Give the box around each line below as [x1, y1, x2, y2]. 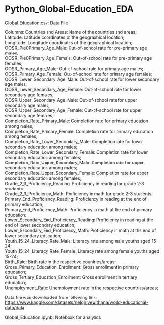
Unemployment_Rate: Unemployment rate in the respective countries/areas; [5, 285, 158, 291]
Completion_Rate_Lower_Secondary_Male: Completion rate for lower [5, 138, 143, 144]
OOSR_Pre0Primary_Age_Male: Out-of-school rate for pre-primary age [5, 45, 147, 51]
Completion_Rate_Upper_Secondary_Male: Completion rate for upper [5, 160, 144, 165]
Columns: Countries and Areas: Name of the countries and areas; [5, 29, 137, 35]
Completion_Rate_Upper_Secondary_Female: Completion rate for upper [5, 170, 149, 176]
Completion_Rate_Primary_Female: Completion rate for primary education [5, 128, 153, 134]
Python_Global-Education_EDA [5, 3, 134, 15]
